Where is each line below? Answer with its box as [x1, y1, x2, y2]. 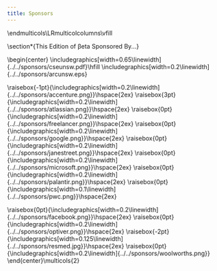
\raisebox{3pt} [134, 90, 176, 99]
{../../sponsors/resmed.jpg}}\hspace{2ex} [7, 242, 125, 250]
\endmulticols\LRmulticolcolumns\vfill [7, 29, 113, 37]
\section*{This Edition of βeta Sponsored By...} [7, 42, 139, 50]
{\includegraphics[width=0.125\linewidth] [7, 234, 123, 243]
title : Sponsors [7, 10, 53, 17]
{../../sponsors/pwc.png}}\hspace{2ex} [7, 192, 118, 201]
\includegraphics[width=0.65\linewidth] [50, 55, 162, 64]
